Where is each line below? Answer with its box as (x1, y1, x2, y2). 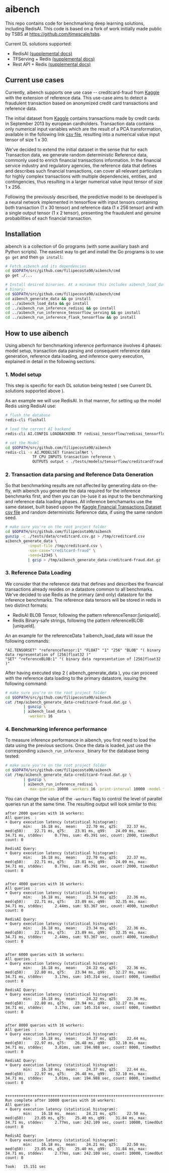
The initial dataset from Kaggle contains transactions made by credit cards (5, 115, 160, 121)
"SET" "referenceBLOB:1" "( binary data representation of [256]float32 (5, 656, 161, 662)
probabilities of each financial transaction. (5, 215, 93, 221)
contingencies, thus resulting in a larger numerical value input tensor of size (5, 178, 162, 185)
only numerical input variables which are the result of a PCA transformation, (5, 126, 162, 132)
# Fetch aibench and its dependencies (5, 263, 87, 269)
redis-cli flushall (5, 417, 46, 422)
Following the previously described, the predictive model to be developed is (5, 193, 162, 200)
